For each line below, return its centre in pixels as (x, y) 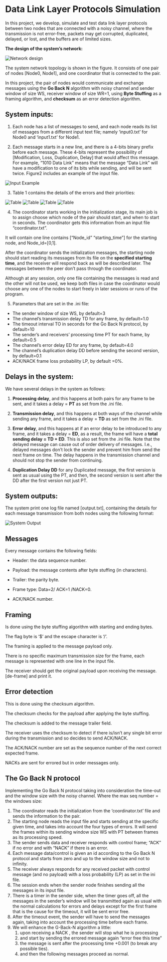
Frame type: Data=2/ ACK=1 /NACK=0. (52, 589)
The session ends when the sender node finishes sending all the (79, 885)
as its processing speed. (38, 837)
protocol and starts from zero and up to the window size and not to (81, 858)
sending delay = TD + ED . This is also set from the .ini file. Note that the (86, 439)
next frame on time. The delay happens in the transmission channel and (86, 455)
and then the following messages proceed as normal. (75, 954)
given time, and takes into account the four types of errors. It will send (84, 826)
